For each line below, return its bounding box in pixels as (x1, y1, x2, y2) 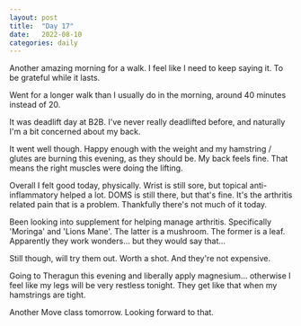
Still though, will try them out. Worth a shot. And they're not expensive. (9, 253, 271, 264)
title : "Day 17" (9, 22, 75, 31)
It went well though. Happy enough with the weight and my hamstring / (9, 144, 272, 154)
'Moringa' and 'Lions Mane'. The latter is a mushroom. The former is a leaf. (9, 226, 286, 237)
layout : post (9, 13, 58, 22)
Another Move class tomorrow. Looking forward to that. (9, 307, 214, 318)
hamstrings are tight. (9, 289, 86, 301)
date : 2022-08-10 (9, 30, 83, 39)
